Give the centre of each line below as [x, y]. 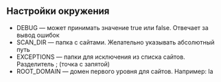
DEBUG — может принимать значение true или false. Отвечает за [112, 27]
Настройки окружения [58, 11]
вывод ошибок [38, 35]
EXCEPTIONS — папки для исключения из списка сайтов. [101, 57]
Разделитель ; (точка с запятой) [63, 64]
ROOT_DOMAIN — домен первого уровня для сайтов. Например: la [115, 71]
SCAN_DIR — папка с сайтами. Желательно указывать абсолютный [115, 42]
